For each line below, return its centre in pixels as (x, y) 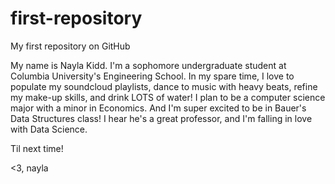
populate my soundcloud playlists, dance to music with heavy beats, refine (164, 86)
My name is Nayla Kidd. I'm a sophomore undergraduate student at (148, 65)
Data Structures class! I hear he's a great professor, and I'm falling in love (161, 118)
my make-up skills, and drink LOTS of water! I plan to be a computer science (168, 97)
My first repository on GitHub (70, 46)
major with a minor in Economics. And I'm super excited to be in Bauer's (158, 108)
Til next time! (37, 148)
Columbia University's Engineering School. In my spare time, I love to (152, 76)
